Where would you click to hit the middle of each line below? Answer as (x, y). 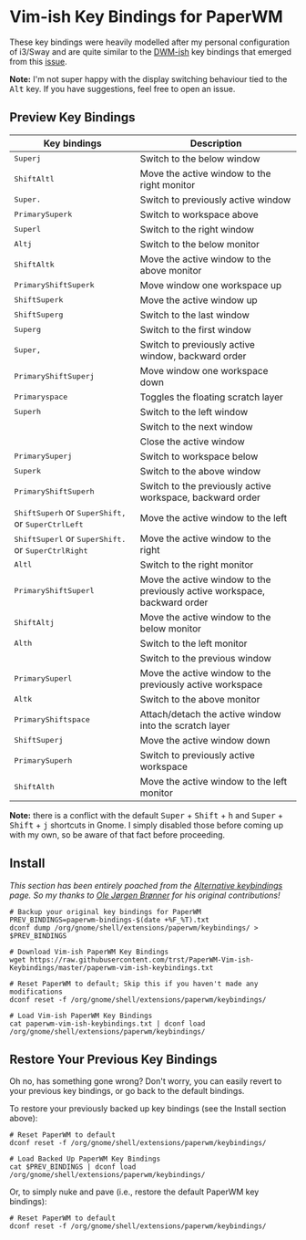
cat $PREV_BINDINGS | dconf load (73, 1167)
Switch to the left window (194, 412)
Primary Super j (43, 457)
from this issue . (39, 61)
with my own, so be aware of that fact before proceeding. (117, 834)
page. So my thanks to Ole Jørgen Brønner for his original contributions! (145, 895)
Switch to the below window (200, 159)
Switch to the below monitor (200, 244)
